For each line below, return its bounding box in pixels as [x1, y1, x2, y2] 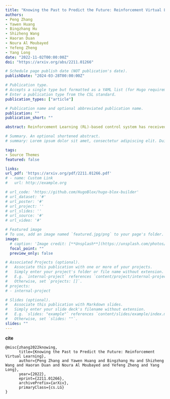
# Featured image [5, 227, 42, 232]
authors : [5, 12, 24, 17]
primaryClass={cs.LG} [18, 385, 65, 390]
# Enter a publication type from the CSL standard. [5, 92, 116, 97]
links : [5, 166, 19, 171]
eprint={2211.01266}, [18, 376, 65, 381]
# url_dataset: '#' [5, 194, 47, 199]
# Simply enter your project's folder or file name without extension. [5, 269, 164, 274]
